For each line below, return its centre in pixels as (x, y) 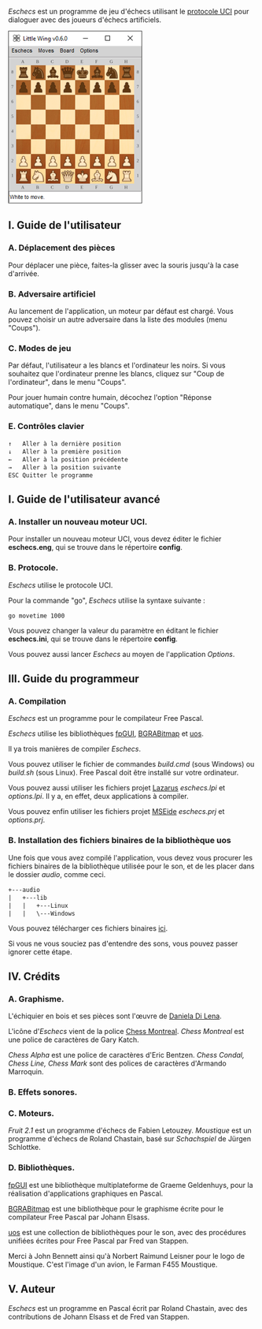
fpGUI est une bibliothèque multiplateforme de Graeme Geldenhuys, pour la (131, 1185)
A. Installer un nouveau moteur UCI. (78, 521)
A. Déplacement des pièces (62, 248)
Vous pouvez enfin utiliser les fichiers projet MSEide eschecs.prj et (116, 812)
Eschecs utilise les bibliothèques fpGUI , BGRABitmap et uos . (106, 734)
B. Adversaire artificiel (52, 293)
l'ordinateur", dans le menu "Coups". (67, 383)
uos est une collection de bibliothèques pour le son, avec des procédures (127, 1232)
